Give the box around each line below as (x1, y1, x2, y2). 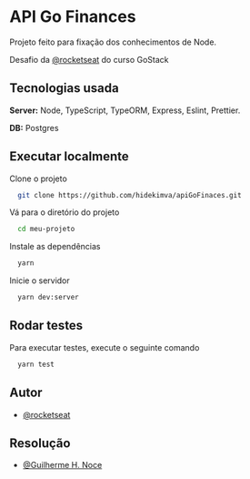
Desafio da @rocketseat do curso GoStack (9, 54, 169, 65)
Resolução (9, 435, 71, 451)
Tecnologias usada (9, 80, 120, 97)
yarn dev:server (17, 293, 79, 302)
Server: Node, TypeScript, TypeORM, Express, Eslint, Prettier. (9, 105, 241, 116)
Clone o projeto (9, 173, 68, 184)
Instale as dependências (9, 241, 101, 252)
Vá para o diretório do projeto (9, 207, 120, 218)
